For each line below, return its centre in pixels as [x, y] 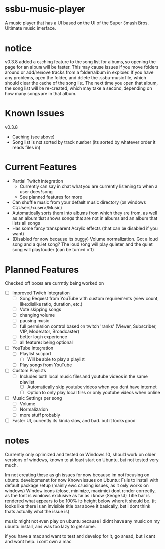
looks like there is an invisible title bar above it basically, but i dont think [78, 506]
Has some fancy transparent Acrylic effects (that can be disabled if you [85, 228]
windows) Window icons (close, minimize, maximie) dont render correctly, [80, 490]
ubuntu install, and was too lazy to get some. [51, 526]
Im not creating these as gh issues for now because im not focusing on [77, 475]
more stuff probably [40, 415]
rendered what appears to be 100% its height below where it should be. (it [81, 501]
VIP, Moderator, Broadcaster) [49, 332]
